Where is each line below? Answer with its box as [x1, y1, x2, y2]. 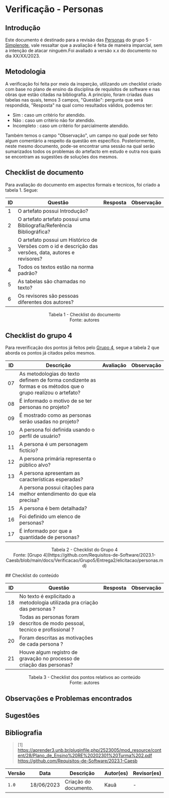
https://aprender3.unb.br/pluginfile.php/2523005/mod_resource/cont [17, 747, 162, 753]
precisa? [19, 497, 40, 504]
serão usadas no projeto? [19, 418, 79, 425]
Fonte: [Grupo [13, 552, 42, 558]
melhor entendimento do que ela [19, 490, 97, 497]
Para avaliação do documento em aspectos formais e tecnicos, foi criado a [5, 182, 160, 188]
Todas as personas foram [19, 613, 79, 620]
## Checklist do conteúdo [5, 572, 59, 579]
